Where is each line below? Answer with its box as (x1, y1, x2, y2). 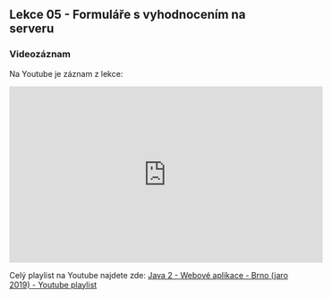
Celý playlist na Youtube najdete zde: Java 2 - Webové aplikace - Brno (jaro (9, 269, 289, 280)
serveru (9, 21, 55, 37)
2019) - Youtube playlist (9, 279, 98, 290)
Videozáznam (9, 48, 72, 61)
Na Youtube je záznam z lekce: (9, 68, 123, 79)
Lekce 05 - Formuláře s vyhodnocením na (9, 7, 246, 22)
